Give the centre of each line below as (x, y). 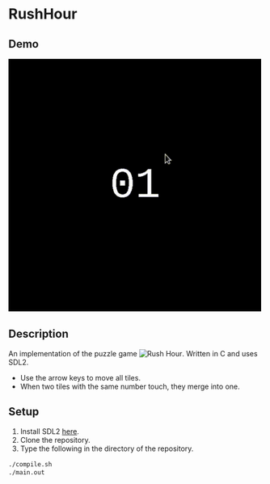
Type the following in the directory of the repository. (107, 448)
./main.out (27, 472)
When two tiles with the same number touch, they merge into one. (130, 386)
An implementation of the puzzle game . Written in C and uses (133, 353)
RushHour (43, 14)
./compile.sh (30, 464)
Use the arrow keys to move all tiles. (80, 377)
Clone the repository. (55, 440)
